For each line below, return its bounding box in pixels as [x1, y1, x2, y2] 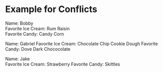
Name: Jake [5, 55, 30, 61]
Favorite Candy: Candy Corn [5, 31, 64, 37]
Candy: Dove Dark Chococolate [5, 46, 71, 52]
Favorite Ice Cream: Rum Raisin [5, 25, 70, 31]
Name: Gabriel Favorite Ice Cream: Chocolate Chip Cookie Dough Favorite [5, 40, 158, 46]
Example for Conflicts [5, 4, 98, 15]
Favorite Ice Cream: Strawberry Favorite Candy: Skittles [5, 61, 120, 67]
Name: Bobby [5, 20, 34, 26]
